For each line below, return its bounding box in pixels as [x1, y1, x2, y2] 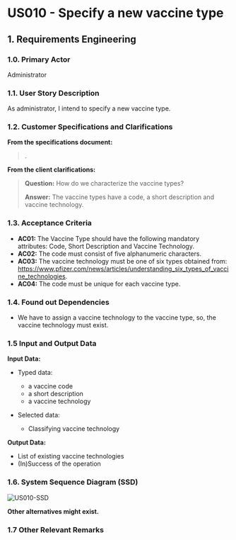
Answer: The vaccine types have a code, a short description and [24, 193, 214, 201]
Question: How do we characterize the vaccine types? [24, 179, 184, 188]
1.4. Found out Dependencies [7, 297, 110, 307]
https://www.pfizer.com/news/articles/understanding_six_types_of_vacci [17, 264, 229, 273]
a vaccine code [28, 382, 73, 390]
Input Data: [7, 354, 41, 363]
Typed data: [17, 369, 53, 377]
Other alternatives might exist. [7, 507, 99, 515]
